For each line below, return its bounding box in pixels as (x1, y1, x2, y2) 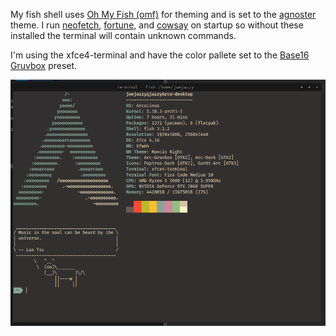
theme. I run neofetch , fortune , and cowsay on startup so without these (10, 19, 304, 31)
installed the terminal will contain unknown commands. (10, 30, 237, 41)
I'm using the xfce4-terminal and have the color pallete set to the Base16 (10, 49, 310, 61)
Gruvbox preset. (10, 60, 78, 71)
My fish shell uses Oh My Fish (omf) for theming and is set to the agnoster (10, 9, 317, 20)
